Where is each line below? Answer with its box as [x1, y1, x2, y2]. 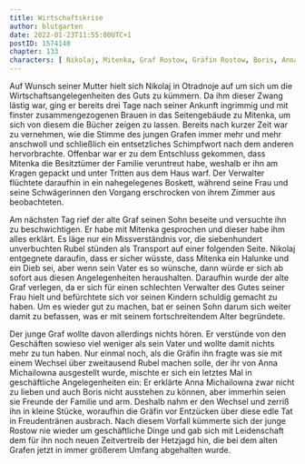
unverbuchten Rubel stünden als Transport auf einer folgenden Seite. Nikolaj [9, 243, 296, 254]
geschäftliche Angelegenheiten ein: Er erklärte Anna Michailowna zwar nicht [9, 377, 295, 388]
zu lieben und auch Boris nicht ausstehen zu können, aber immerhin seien [9, 387, 286, 397]
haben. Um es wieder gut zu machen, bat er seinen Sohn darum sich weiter [9, 301, 292, 312]
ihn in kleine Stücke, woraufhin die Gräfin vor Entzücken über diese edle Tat [9, 406, 293, 417]
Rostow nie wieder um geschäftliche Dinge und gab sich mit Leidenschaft [9, 425, 284, 436]
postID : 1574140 [9, 38, 71, 48]
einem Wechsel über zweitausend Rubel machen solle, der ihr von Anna [9, 358, 279, 368]
